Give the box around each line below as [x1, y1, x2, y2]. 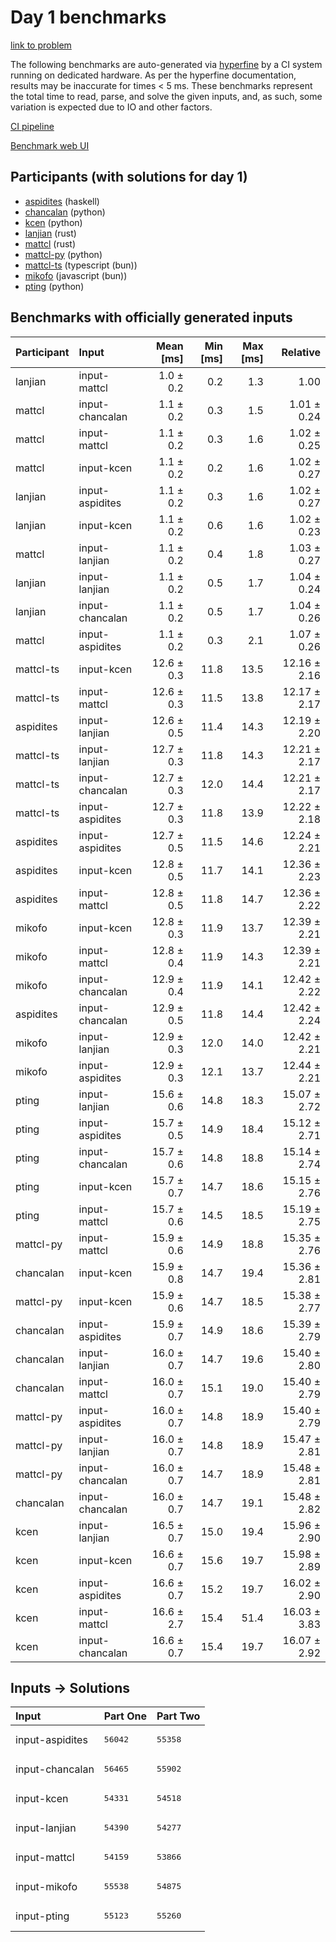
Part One [103, 1709, 148, 1723]
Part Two [156, 1709, 201, 1723]
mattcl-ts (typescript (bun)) [24, 259, 138, 271]
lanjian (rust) [24, 227, 77, 239]
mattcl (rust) [24, 237, 77, 250]
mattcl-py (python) [24, 248, 103, 260]
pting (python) [24, 280, 85, 292]
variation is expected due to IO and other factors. [10, 101, 213, 113]
